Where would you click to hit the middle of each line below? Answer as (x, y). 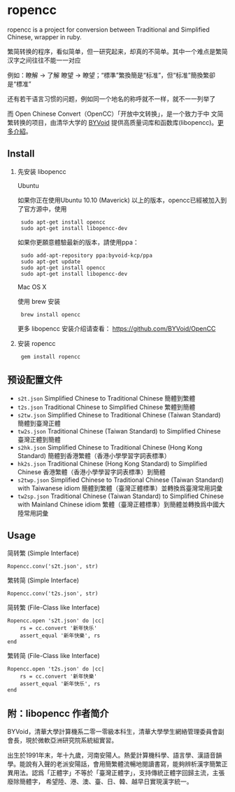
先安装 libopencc (42, 171)
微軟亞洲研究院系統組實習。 (77, 740)
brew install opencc (50, 314)
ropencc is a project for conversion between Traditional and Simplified (108, 29)
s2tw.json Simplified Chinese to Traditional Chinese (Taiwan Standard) (119, 415)
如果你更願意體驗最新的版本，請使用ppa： (78, 242)
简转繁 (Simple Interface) (43, 553)
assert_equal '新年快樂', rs (60, 636)
